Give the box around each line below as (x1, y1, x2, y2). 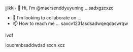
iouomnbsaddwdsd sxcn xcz (5, 42, 65, 48)
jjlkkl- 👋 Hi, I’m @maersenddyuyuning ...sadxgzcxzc (5, 5, 114, 11)
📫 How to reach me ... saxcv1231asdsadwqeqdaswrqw (12, 20, 128, 27)
